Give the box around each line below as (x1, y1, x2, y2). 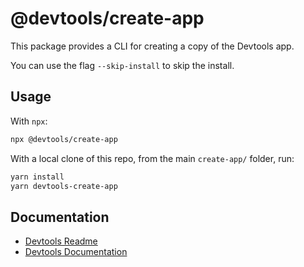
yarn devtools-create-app (10, 181, 118, 191)
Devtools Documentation (24, 246, 128, 258)
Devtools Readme (24, 235, 98, 247)
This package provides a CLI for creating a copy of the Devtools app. (10, 40, 295, 52)
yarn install (10, 172, 65, 182)
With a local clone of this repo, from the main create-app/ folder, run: (10, 152, 295, 164)
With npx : (10, 115, 48, 127)
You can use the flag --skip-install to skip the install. (10, 59, 235, 71)
